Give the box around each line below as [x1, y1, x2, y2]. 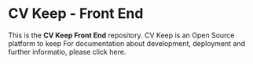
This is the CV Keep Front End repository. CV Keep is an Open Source [8, 30, 235, 40]
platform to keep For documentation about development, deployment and [8, 38, 246, 48]
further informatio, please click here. [8, 47, 126, 56]
